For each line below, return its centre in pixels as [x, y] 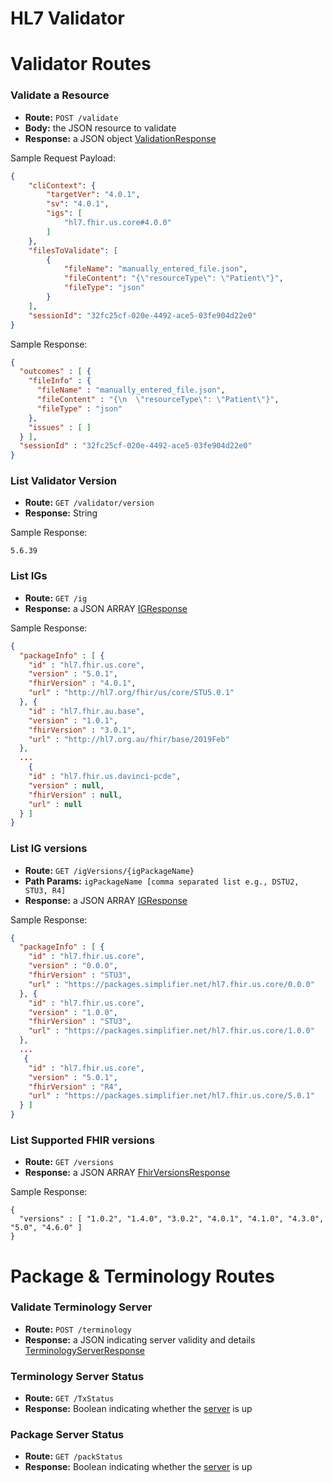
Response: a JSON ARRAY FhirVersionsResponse [127, 1173]
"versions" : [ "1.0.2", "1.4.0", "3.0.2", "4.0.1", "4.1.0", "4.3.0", [172, 1219]
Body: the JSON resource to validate [100, 128]
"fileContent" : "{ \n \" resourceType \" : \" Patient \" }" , [158, 400]
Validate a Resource [60, 95]
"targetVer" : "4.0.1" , [93, 195]
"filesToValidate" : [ [73, 250]
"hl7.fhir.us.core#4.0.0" [117, 223]
